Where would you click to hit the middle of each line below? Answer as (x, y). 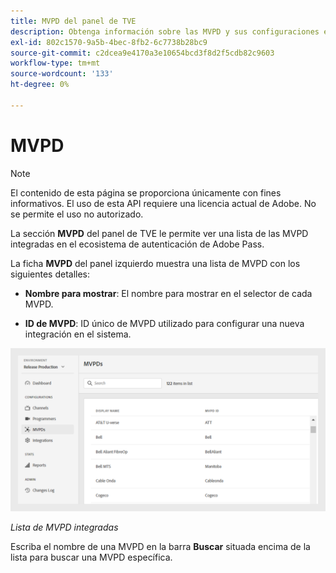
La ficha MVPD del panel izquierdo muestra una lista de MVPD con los (155, 263)
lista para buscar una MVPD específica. (91, 557)
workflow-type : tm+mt (55, 63)
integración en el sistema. (78, 334)
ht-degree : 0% (40, 85)
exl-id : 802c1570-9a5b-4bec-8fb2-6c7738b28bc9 (109, 42)
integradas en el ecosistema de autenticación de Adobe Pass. (137, 244)
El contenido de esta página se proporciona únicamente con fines (146, 192)
